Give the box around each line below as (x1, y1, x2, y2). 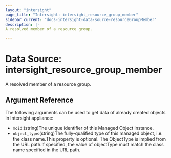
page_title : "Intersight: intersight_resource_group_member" (5, 12, 139, 17)
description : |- (5, 22, 40, 27)
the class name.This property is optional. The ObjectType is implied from (12, 135, 166, 142)
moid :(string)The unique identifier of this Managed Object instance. (12, 125, 154, 131)
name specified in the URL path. (12, 147, 81, 153)
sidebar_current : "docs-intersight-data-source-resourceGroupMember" (5, 17, 157, 22)
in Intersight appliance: (5, 115, 54, 121)
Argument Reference (5, 96, 74, 105)
